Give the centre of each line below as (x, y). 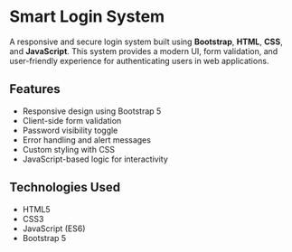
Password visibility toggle (70, 130)
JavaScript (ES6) (54, 229)
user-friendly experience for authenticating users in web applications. (139, 61)
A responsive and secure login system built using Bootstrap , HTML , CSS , (146, 42)
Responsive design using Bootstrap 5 (92, 111)
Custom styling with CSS (69, 149)
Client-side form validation (72, 120)
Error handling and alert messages (87, 140)
